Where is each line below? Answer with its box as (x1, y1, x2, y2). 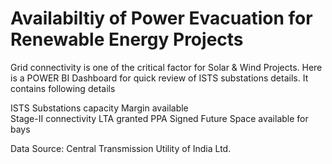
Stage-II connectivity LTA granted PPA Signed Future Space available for (10, 112, 309, 124)
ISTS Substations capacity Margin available (10, 102, 189, 114)
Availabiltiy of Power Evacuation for (10, 7, 313, 30)
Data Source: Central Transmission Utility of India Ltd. (10, 142, 232, 154)
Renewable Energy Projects (10, 28, 244, 51)
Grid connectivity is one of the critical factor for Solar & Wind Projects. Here (10, 61, 323, 73)
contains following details (10, 82, 116, 94)
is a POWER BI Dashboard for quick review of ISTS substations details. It (10, 72, 309, 84)
